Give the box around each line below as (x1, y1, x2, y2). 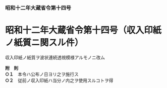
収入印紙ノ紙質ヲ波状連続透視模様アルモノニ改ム (5, 54, 105, 60)
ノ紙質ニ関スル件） (5, 37, 84, 48)
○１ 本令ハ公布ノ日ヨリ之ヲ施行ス (5, 71, 79, 77)
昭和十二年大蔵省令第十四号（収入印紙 (5, 25, 162, 36)
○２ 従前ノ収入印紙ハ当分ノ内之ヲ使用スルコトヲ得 (5, 77, 113, 83)
